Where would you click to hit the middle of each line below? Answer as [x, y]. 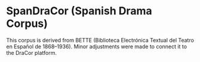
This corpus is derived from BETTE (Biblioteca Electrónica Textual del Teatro [100, 40]
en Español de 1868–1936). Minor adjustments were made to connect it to [96, 46]
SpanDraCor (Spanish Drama [79, 11]
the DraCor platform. [32, 52]
